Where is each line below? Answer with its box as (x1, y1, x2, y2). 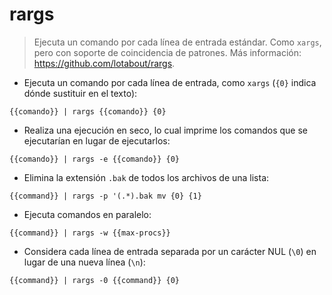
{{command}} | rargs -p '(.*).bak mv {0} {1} (9, 191, 202, 201)
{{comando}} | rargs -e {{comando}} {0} (9, 154, 181, 164)
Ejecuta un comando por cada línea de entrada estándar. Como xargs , (33, 36, 322, 48)
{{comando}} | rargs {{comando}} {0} (9, 106, 167, 117)
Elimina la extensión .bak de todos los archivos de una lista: (23, 171, 270, 183)
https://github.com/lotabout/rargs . (33, 57, 176, 69)
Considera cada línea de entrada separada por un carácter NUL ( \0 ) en (23, 245, 317, 257)
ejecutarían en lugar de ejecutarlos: (23, 134, 171, 147)
